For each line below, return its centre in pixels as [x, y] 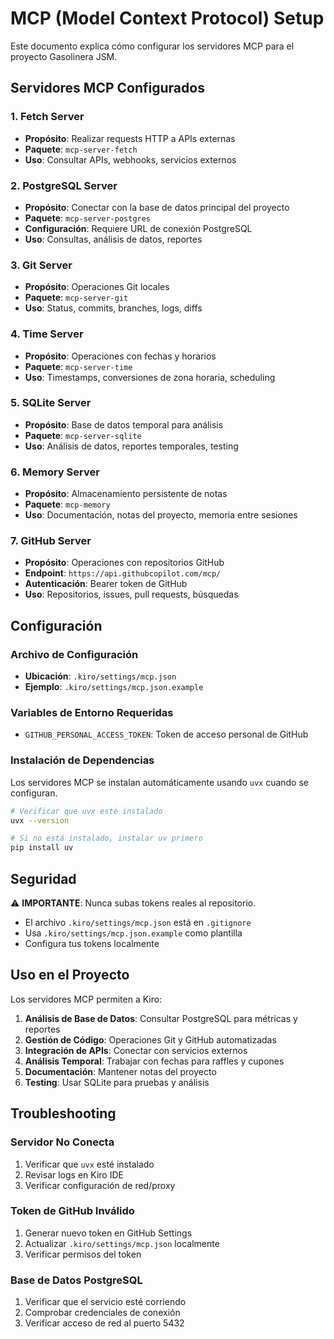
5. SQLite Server [51, 403]
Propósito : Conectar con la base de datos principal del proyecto [157, 207]
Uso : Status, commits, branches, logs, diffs [113, 308]
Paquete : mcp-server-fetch [81, 149]
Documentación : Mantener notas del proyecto [120, 1071]
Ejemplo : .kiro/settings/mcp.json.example [114, 687]
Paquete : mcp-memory [67, 504]
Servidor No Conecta [62, 1142]
